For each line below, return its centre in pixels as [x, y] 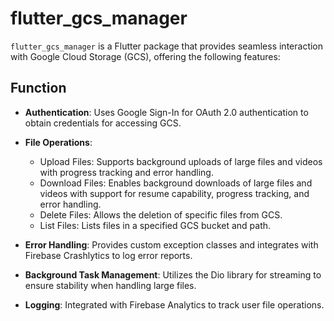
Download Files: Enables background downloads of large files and [176, 183]
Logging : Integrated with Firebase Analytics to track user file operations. [174, 304]
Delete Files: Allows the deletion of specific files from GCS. [161, 214]
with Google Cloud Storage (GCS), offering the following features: [145, 56]
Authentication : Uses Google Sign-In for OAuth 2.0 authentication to [166, 112]
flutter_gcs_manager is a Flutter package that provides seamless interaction [167, 46]
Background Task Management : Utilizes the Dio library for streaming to [173, 274]
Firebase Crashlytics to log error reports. [108, 255]
